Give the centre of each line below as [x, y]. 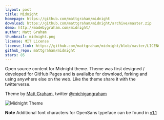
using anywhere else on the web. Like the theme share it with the [70, 79]
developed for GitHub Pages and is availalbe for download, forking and [76, 74]
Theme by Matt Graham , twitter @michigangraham [56, 94]
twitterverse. [18, 84]
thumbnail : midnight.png [30, 37]
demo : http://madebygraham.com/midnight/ [48, 28]
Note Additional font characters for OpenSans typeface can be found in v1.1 [81, 113]
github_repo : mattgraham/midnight [40, 50]
